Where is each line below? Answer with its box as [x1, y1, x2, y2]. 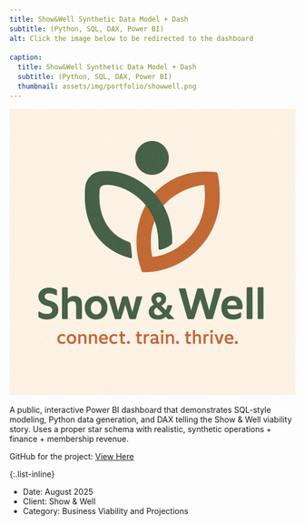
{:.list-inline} [9, 469, 55, 480]
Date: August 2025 [22, 486, 93, 497]
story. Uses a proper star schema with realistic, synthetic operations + [9, 423, 272, 434]
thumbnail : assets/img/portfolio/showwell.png [17, 82, 197, 91]
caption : [9, 53, 43, 63]
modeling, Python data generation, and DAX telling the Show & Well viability [9, 414, 292, 425]
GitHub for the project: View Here [9, 450, 134, 461]
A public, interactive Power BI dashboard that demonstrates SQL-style [9, 404, 271, 415]
